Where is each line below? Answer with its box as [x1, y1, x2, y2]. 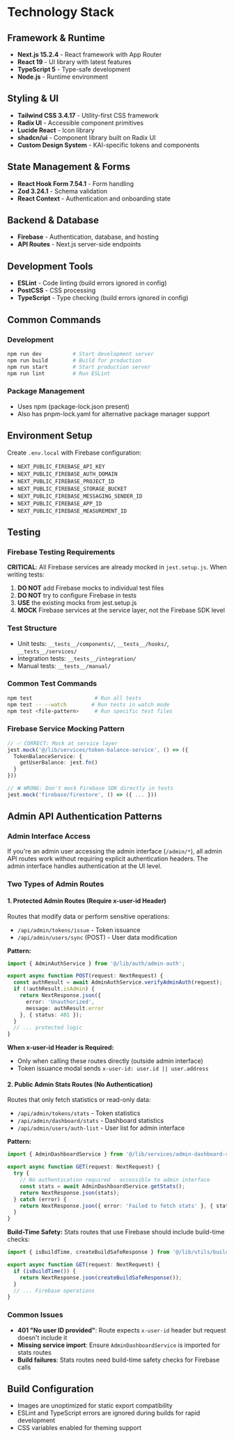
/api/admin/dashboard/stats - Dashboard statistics [17, 1117, 164, 1125]
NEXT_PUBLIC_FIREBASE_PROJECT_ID [17, 478, 115, 485]
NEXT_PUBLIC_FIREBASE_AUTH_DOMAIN [17, 471, 118, 478]
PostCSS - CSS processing [17, 286, 96, 294]
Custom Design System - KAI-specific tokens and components [17, 141, 200, 149]
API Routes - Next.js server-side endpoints [17, 240, 141, 249]
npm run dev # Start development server [7, 350, 155, 357]
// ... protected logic [13, 1024, 82, 1031]
